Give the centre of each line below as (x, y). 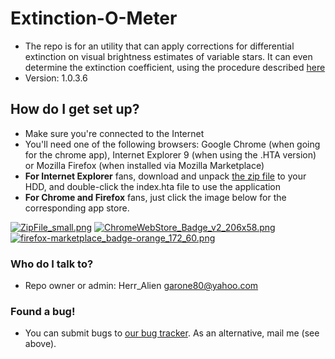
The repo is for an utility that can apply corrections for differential (159, 46)
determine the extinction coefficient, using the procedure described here (175, 67)
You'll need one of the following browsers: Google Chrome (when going (172, 144)
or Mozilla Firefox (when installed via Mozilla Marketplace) (144, 165)
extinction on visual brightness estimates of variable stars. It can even (168, 56)
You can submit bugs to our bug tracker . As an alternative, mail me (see (172, 333)
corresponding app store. (77, 208)
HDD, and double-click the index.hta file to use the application (153, 186)
